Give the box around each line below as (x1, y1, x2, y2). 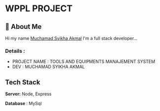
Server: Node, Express (5, 91, 52, 97)
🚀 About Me (5, 22, 42, 31)
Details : (5, 47, 26, 54)
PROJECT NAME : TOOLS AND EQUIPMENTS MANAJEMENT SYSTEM (12, 59, 156, 65)
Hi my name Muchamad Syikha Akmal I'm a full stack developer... (5, 35, 138, 41)
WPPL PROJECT (5, 3, 73, 14)
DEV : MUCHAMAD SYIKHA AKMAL (12, 64, 85, 70)
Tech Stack (5, 78, 40, 86)
